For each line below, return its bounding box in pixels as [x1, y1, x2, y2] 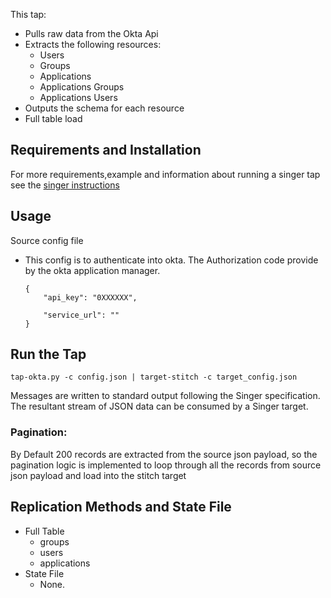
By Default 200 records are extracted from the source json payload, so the [10, 448, 318, 460]
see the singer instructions [10, 179, 120, 191]
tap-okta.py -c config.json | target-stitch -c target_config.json [10, 372, 298, 383]
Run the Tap [10, 346, 87, 363]
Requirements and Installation [10, 142, 202, 159]
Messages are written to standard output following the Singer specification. [10, 390, 321, 402]
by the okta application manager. [24, 264, 161, 276]
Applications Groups [39, 81, 125, 93]
